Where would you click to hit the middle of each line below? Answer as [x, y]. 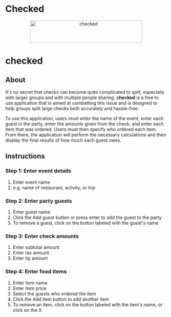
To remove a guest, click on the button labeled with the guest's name [85, 223]
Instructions [25, 156]
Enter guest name [31, 212]
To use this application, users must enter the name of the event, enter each [84, 118]
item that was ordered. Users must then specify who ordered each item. [81, 129]
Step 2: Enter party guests [39, 201]
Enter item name [30, 283]
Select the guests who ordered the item [54, 293]
